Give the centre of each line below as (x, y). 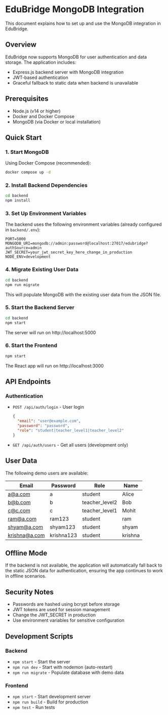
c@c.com (19, 510)
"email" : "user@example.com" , (49, 421)
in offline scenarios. (26, 576)
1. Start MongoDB (27, 152)
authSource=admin (24, 248)
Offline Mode (26, 553)
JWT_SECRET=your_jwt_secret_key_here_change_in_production (69, 252)
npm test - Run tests (34, 707)
